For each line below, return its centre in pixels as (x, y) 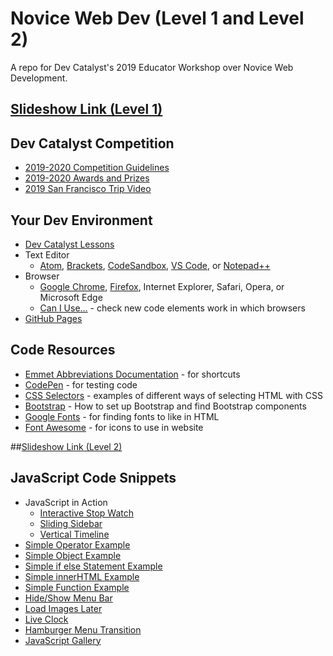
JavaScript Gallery (63, 640)
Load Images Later (63, 608)
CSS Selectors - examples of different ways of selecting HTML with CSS (174, 395)
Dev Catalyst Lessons (69, 244)
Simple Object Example (73, 555)
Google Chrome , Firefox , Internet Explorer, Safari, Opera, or (162, 286)
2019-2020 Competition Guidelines (97, 168)
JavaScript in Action (66, 502)
